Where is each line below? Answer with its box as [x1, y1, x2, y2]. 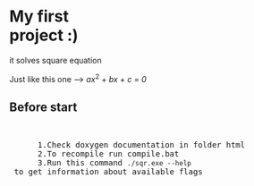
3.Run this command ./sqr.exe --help [37, 158, 192, 168]
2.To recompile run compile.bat [37, 149, 180, 159]
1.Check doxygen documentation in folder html [37, 140, 246, 150]
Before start [9, 99, 78, 114]
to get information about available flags [13, 167, 203, 177]
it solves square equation [9, 55, 102, 65]
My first [9, 6, 70, 27]
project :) [9, 25, 79, 46]
